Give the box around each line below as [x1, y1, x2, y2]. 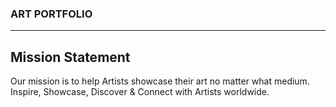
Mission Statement [10, 48, 131, 66]
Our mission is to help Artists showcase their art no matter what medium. [10, 75, 310, 87]
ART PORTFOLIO [10, 7, 93, 21]
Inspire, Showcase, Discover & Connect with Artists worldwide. [10, 86, 270, 98]
